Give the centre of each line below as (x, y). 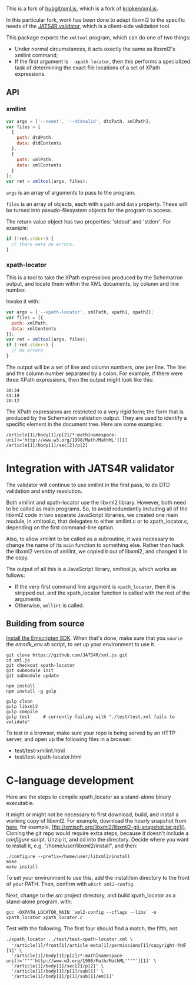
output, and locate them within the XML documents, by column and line (93, 284)
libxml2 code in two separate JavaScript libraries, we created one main (92, 515)
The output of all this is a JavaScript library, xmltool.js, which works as (92, 569)
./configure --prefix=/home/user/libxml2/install (68, 856)
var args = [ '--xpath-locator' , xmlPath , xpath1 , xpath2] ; (80, 312)
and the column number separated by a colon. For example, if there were (94, 373)
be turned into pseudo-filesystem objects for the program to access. (89, 211)
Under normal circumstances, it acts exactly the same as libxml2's (95, 49)
